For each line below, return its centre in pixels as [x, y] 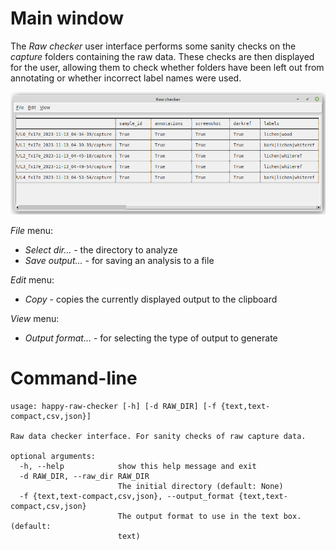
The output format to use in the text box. [209, 516]
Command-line [74, 378]
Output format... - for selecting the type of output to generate [151, 338]
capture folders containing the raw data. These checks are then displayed [162, 56]
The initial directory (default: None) [200, 486]
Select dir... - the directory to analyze [101, 249]
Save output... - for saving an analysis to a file [119, 260]
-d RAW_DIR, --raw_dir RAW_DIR [84, 476]
